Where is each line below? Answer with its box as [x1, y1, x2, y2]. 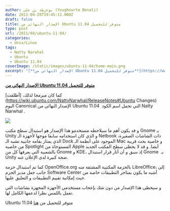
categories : [5, 36, 30, 41]
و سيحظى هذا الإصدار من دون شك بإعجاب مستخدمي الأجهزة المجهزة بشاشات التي [5, 185, 161, 190]
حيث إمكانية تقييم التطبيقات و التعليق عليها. [5, 175, 86, 181]
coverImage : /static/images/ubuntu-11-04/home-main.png [5, 64, 125, 69]
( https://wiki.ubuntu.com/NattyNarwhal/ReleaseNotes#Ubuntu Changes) [5, 97, 157, 103]
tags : [5, 45, 17, 50]
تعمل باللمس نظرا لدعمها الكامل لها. [5, 190, 74, 196]
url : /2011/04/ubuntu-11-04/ [5, 31, 67, 36]
